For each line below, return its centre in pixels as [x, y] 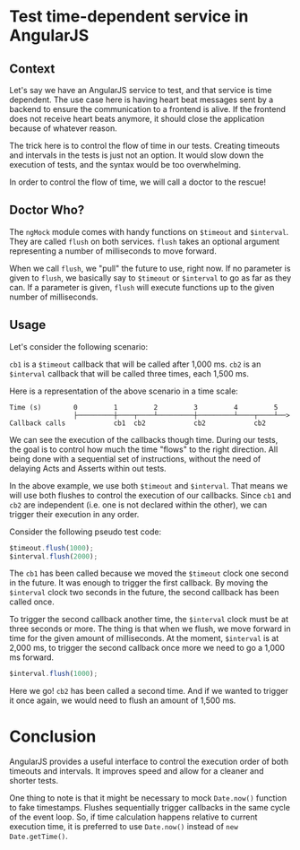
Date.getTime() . [39, 837]
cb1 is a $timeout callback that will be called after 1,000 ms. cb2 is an [135, 364]
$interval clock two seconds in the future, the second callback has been [144, 593]
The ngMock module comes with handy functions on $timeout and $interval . [149, 231]
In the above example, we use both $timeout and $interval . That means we [149, 485]
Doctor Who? [47, 210]
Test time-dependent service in [129, 17]
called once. [32, 602]
